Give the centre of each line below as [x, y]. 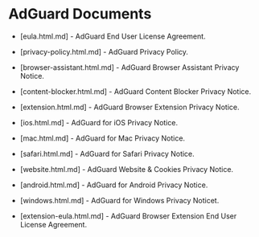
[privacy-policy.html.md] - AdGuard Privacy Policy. [104, 51]
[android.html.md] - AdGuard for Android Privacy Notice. [114, 185]
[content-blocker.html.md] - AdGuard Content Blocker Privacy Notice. [136, 91]
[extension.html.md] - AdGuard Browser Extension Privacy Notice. [129, 107]
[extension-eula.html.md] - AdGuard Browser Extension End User [128, 216]
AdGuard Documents [80, 14]
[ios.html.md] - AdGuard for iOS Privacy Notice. [99, 122]
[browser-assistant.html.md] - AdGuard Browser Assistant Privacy [129, 67]
